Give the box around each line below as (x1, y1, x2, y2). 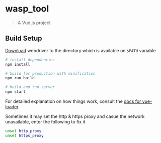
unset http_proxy (5, 128, 42, 133)
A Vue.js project (17, 20, 51, 26)
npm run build (5, 76, 35, 81)
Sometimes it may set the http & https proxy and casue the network (5, 113, 145, 119)
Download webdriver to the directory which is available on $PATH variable (5, 47, 156, 53)
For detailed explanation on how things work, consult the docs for (5, 98, 141, 104)
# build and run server (5, 85, 55, 90)
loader (5, 104, 19, 109)
